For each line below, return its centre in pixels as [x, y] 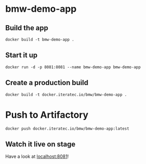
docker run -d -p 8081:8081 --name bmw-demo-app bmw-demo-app [73, 67]
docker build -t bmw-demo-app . [40, 39]
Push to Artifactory [47, 115]
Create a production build [47, 83]
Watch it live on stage [40, 144]
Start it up [22, 55]
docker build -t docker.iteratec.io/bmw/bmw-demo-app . [66, 95]
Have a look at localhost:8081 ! [37, 156]
